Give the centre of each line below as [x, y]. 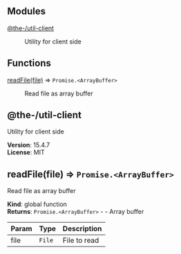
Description [82, 229]
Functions [29, 63]
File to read [81, 240]
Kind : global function [37, 204]
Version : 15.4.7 [29, 145]
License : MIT [26, 152]
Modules [27, 11]
